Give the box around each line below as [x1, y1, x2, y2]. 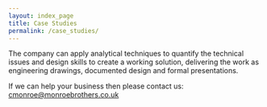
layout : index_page [8, 11, 74, 20]
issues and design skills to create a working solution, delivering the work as [8, 57, 260, 67]
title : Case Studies [8, 19, 78, 27]
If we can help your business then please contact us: [8, 81, 184, 91]
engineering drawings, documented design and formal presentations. [8, 66, 239, 76]
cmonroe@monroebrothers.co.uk [8, 90, 119, 100]
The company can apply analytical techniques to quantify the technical [8, 49, 244, 59]
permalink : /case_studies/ [8, 27, 99, 35]
